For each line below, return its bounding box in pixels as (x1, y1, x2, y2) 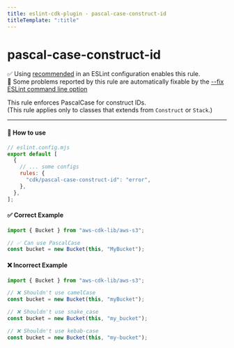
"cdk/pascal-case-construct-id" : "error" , (25, 176, 151, 183)
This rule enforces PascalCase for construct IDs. (7, 98, 146, 107)
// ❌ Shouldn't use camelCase (7, 289, 96, 296)
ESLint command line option (7, 85, 88, 93)
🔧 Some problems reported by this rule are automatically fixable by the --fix (7, 77, 224, 86)
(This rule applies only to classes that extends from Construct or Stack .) (7, 106, 213, 114)
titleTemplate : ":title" (7, 17, 79, 24)
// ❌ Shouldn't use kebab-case (7, 327, 99, 335)
